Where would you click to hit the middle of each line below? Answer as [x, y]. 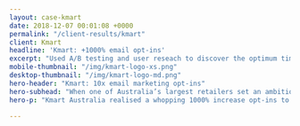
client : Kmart [36, 42]
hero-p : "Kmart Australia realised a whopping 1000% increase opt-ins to [150, 100]
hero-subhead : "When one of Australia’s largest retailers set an [135, 91]
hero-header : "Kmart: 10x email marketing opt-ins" [107, 83]
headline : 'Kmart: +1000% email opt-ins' [87, 51]
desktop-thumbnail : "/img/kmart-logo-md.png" [95, 75]
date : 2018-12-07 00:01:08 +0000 [71, 26]
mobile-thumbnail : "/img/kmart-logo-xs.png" [93, 67]
